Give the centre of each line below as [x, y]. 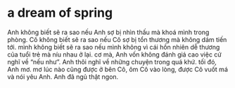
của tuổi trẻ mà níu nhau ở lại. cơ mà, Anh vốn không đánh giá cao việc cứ [114, 54]
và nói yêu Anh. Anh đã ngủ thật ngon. [63, 76]
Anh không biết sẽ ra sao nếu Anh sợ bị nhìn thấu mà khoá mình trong [108, 32]
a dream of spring [60, 13]
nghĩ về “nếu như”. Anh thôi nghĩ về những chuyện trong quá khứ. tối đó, [112, 61]
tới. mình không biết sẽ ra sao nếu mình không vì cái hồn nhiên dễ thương [114, 47]
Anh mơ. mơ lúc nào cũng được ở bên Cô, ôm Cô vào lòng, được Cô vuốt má [118, 69]
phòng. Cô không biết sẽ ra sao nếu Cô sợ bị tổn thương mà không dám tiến [117, 39]
